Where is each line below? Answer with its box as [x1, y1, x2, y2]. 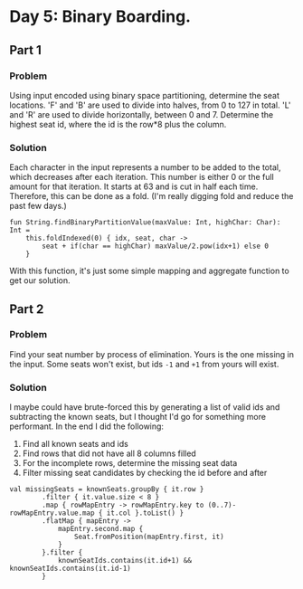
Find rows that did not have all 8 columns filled [22, 448, 196, 459]
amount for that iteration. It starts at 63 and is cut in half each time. [9, 181, 259, 192]
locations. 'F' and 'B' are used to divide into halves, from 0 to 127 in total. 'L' [9, 100, 291, 110]
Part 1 [9, 43, 43, 58]
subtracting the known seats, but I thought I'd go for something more [9, 412, 267, 423]
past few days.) [9, 201, 68, 212]
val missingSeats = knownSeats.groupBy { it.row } [9, 485, 204, 494]
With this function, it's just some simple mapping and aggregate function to [9, 265, 289, 277]
